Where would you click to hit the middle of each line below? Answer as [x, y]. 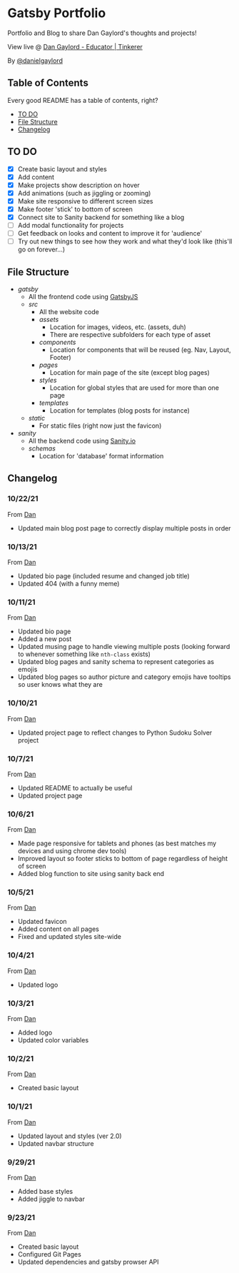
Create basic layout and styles [62, 168]
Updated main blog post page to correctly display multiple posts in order [124, 528]
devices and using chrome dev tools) [72, 851]
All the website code [69, 312]
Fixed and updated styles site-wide [69, 937]
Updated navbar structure [56, 1143]
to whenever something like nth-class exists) [84, 654]
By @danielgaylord [35, 60]
